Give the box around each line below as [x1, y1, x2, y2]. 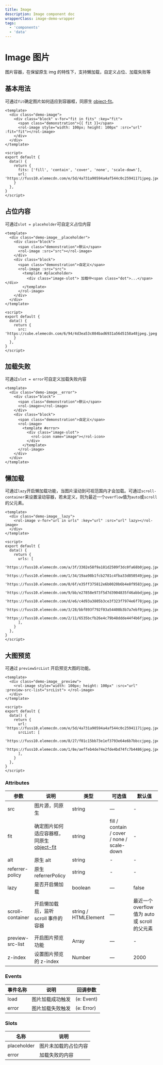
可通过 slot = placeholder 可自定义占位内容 [5, 221, 91, 227]
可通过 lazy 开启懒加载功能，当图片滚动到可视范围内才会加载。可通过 [5, 488, 142, 494]
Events [5, 973, 22, 980]
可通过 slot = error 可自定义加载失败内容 [5, 376, 86, 382]
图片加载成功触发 [32, 996, 71, 1002]
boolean [72, 885, 91, 891]
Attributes [5, 779, 30, 786]
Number [72, 954, 91, 961]
